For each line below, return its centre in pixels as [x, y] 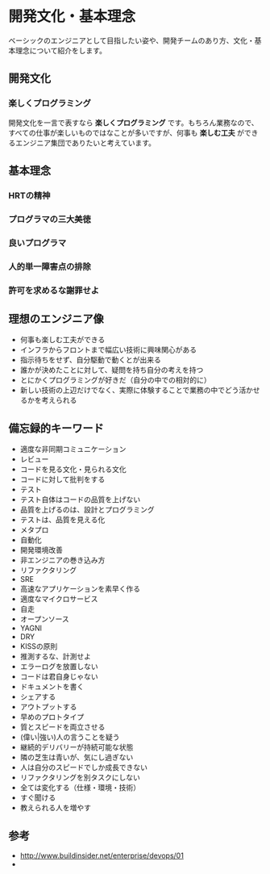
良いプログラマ [37, 243]
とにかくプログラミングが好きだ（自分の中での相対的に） [115, 380]
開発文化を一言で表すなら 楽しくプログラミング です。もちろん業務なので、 [133, 123]
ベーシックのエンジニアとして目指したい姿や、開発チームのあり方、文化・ [132, 40]
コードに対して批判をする [62, 479]
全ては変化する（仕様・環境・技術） [80, 788]
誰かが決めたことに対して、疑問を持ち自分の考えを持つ [112, 370]
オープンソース [45, 619]
